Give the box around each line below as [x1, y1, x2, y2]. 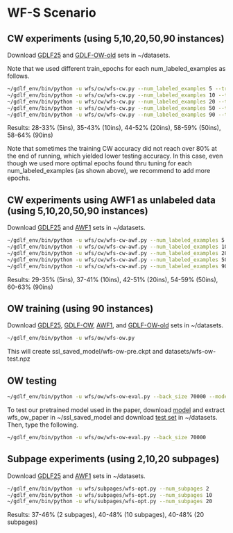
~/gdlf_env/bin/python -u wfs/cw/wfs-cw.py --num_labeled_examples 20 [7, 98, 216, 105]
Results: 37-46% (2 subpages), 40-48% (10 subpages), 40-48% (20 [7, 511, 205, 519]
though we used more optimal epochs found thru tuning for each [7, 159, 192, 167]
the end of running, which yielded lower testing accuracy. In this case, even [7, 151, 223, 161]
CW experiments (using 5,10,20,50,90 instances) [7, 33, 225, 44]
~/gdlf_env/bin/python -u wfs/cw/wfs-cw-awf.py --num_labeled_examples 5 [7, 237, 225, 244]
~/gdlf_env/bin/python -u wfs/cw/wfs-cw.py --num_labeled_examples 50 [7, 104, 216, 112]
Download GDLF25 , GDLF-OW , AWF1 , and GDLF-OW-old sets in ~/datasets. [7, 321, 224, 329]
